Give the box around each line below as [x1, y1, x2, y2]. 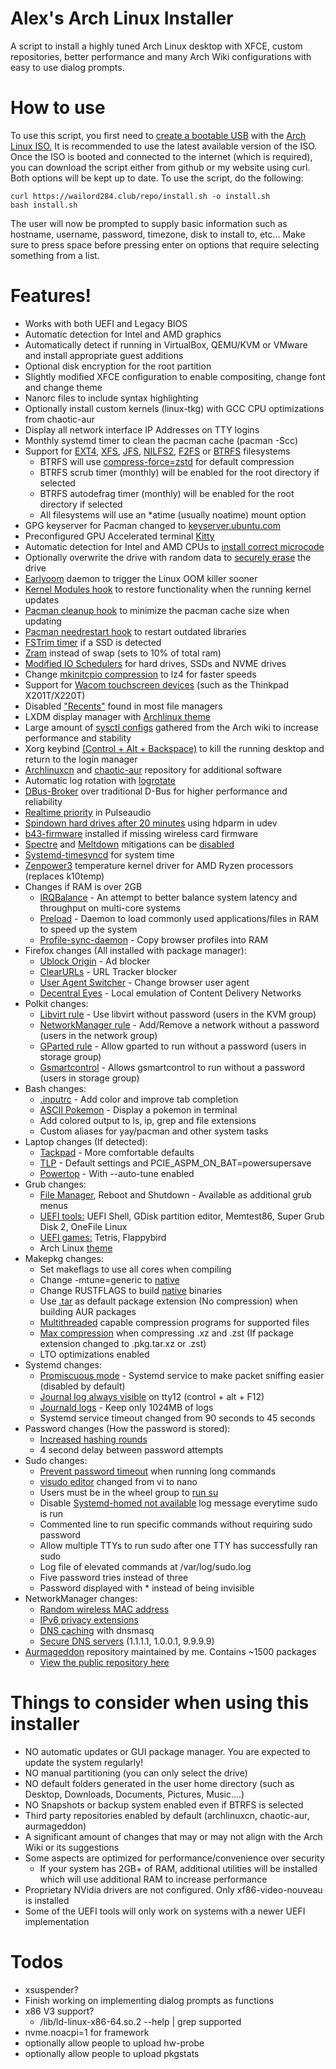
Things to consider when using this [10, 1692, 310, 1714]
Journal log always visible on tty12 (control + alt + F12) [39, 1390, 265, 1402]
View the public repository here [39, 1656, 170, 1668]
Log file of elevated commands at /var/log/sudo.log [39, 1560, 252, 1572]
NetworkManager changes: [24, 1592, 138, 1604]
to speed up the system [39, 923, 138, 935]
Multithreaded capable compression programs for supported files [39, 1316, 310, 1328]
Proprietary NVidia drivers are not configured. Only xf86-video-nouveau [24, 1883, 323, 1896]
